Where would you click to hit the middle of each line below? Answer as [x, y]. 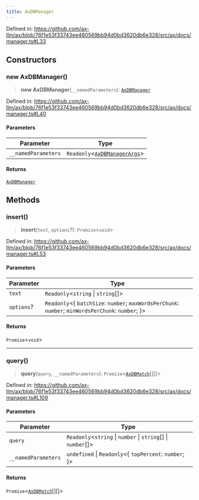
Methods [23, 200]
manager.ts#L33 [26, 41]
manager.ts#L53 [26, 254]
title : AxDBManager [30, 12]
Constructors [31, 60]
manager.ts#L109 [27, 398]
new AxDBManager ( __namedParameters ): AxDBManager [86, 90]
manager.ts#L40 [26, 114]
